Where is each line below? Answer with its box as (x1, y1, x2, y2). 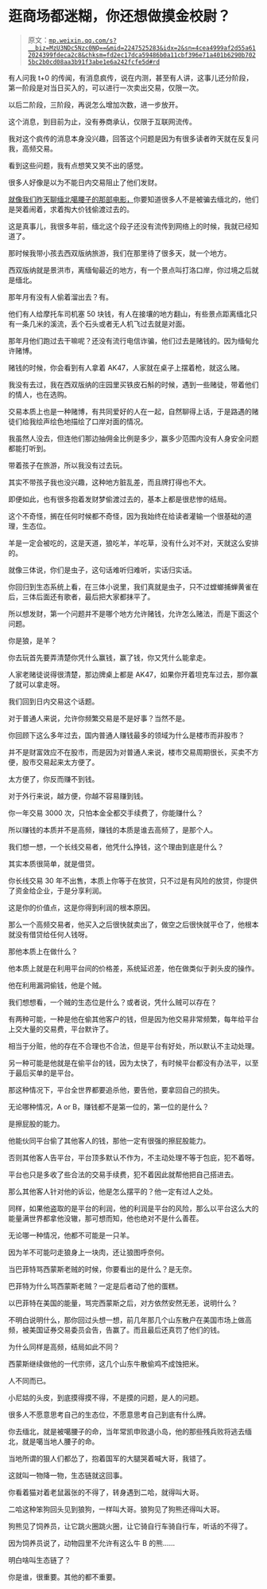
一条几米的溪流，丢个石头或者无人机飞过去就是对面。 (14, 319, 189, 328)
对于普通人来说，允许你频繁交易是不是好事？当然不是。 (8, 713, 189, 723)
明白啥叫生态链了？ (8, 1555, 72, 1564)
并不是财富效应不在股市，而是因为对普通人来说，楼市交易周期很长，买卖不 (8, 747, 252, 757)
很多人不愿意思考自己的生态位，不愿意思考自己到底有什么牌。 (8, 1410, 211, 1419)
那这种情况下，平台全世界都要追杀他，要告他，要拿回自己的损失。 (8, 1085, 224, 1094)
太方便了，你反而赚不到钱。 (8, 774, 99, 783)
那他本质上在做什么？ (8, 946, 78, 956)
